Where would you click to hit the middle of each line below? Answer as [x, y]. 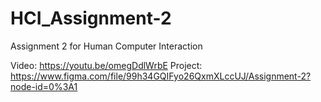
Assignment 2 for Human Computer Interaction [106, 46]
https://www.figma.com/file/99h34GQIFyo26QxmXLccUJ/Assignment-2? [161, 76]
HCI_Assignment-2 [91, 18]
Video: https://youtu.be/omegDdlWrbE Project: [106, 65]
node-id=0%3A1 [44, 86]
